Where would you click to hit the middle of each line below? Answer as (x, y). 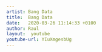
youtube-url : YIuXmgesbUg (39, 39)
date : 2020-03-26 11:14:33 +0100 (51, 23)
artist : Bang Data (29, 12)
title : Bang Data (29, 17)
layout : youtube (28, 34)
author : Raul (23, 28)
